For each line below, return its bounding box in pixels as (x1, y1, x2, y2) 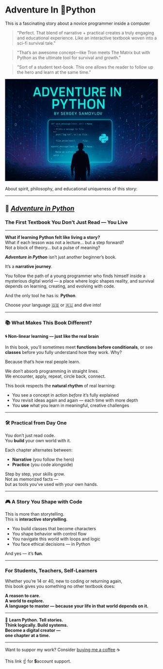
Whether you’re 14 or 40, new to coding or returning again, (5, 578, 123, 584)
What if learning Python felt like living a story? (5, 234, 100, 240)
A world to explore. (5, 598, 45, 604)
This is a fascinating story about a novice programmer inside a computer (5, 20, 150, 26)
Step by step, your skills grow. (5, 471, 65, 477)
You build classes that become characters (12, 526, 96, 532)
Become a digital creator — (5, 627, 61, 633)
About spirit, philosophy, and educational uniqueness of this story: (5, 185, 138, 191)
